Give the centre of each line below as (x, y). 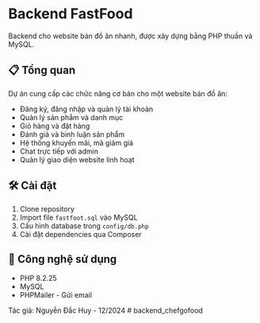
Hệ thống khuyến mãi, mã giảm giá (76, 142)
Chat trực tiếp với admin (59, 151)
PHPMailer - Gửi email (56, 295)
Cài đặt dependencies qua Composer (81, 234)
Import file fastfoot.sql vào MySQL (78, 217)
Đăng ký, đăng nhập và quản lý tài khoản (86, 109)
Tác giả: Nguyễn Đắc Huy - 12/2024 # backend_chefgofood (106, 310)
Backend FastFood (71, 14)
